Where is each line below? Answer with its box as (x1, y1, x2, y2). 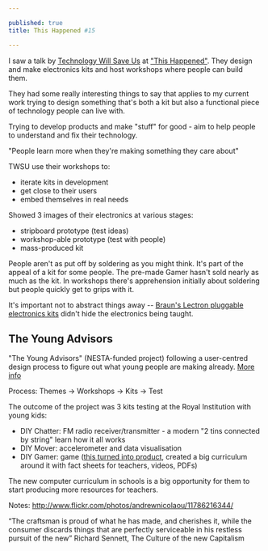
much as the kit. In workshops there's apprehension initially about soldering (8, 276, 260, 286)
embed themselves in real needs (19, 194, 129, 204)
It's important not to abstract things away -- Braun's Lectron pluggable (8, 300, 244, 310)
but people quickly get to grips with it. (8, 284, 135, 294)
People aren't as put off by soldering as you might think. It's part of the (8, 258, 244, 268)
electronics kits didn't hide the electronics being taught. (8, 308, 194, 318)
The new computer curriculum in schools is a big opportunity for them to (8, 477, 250, 486)
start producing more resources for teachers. (8, 485, 159, 494)
